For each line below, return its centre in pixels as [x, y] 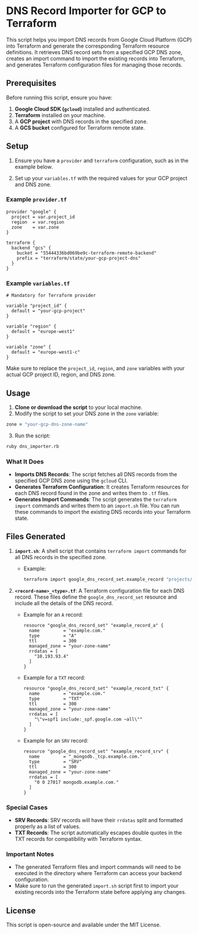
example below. [34, 167]
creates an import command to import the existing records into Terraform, [96, 58]
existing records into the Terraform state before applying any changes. [100, 892]
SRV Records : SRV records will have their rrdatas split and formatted [99, 820]
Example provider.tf [37, 200]
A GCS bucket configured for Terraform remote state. [80, 127]
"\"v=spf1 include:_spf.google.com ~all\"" [88, 719]
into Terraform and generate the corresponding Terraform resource [88, 46]
